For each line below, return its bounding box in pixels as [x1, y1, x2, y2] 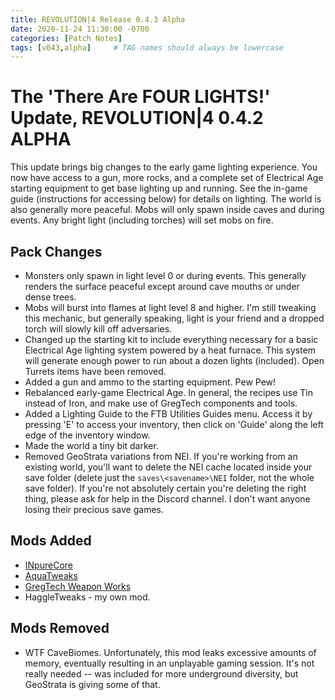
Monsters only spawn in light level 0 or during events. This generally [24, 270, 307, 281]
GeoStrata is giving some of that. [24, 678, 161, 690]
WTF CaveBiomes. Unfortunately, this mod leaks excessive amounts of [24, 646, 317, 658]
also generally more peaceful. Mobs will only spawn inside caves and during [10, 204, 325, 216]
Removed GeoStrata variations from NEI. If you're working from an [24, 451, 298, 462]
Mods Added [10, 532, 92, 550]
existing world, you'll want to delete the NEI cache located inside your [24, 461, 313, 473]
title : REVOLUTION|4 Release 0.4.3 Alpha [10, 14, 186, 25]
